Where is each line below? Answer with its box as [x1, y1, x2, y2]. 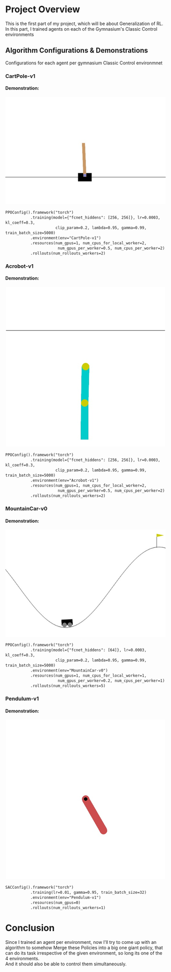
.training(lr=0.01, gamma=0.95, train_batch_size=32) [30, 890, 147, 895]
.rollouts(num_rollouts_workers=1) [30, 906, 106, 911]
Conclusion [5, 922, 55, 934]
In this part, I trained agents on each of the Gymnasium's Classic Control [5, 26, 158, 32]
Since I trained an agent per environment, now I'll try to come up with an [5, 939, 157, 945]
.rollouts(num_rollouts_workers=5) [30, 683, 106, 688]
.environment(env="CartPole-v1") [30, 235, 101, 241]
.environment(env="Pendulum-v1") [30, 895, 101, 900]
